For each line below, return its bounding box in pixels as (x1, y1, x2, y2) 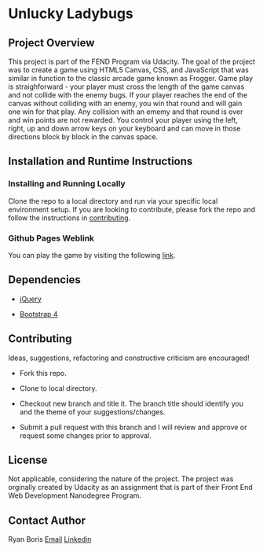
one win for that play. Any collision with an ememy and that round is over (8, 107, 243, 116)
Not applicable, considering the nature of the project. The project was (8, 474, 234, 484)
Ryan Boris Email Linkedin (8, 535, 92, 544)
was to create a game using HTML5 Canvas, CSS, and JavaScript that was (8, 65, 249, 75)
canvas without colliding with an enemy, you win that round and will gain (8, 99, 243, 108)
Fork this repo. (19, 368, 67, 377)
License (8, 454, 48, 466)
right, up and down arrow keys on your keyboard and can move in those (8, 123, 241, 133)
